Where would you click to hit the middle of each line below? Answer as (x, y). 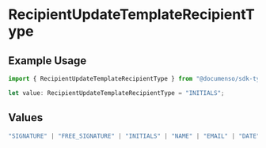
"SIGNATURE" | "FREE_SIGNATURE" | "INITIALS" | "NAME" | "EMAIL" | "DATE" (134, 136)
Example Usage (47, 61)
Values (26, 118)
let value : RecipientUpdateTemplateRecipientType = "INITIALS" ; (116, 93)
